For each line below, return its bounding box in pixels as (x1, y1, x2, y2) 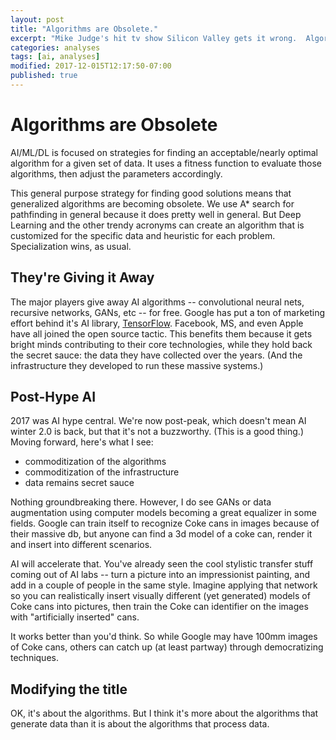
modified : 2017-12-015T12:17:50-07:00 (10, 61, 172, 71)
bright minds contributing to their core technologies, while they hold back (10, 338, 313, 350)
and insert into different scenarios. (10, 539, 153, 551)
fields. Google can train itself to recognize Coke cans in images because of (10, 517, 320, 530)
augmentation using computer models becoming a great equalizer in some (10, 507, 317, 519)
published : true (10, 71, 78, 81)
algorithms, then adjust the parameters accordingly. (10, 167, 223, 180)
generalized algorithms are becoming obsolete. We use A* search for (10, 197, 295, 210)
